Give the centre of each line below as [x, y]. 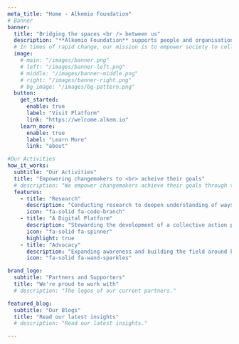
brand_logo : [25, 271]
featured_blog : [30, 303]
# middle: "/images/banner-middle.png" [79, 73]
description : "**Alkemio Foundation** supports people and [103, 41]
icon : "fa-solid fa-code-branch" [76, 212]
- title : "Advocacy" [51, 245]
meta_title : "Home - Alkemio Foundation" [70, 14]
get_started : [39, 100]
